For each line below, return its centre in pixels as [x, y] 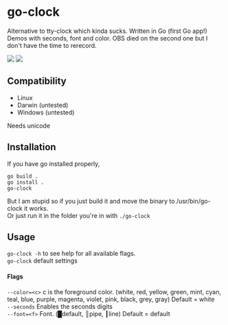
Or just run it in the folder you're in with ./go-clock [79, 215]
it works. [36, 208]
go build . [23, 176]
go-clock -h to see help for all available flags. [71, 254]
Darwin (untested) [43, 105]
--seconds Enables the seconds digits [60, 306]
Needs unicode [28, 125]
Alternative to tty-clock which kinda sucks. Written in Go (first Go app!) [107, 31]
